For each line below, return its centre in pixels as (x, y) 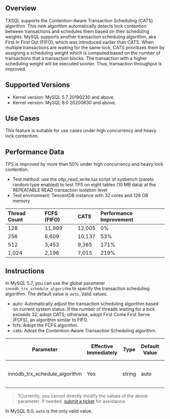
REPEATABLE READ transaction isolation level (60, 190)
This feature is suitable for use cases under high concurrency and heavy (81, 131)
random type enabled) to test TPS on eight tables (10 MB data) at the (84, 185)
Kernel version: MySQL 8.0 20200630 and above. (64, 102)
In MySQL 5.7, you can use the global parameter (55, 283)
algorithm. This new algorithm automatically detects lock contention (76, 26)
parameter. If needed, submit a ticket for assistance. (72, 401)
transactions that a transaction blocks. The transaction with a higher (76, 58)
